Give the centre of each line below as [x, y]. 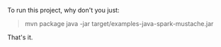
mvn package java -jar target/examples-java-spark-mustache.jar [119, 23]
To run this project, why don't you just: [63, 10]
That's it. [20, 37]
